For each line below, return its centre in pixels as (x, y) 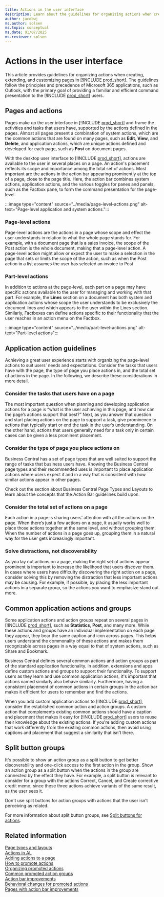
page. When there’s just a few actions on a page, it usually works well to (77, 523)
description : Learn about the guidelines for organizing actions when (78, 14)
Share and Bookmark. (27, 651)
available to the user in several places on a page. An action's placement (77, 163)
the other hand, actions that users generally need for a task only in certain (80, 430)
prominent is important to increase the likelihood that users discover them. (80, 567)
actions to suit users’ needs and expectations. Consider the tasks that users (81, 366)
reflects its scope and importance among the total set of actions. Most (76, 168)
